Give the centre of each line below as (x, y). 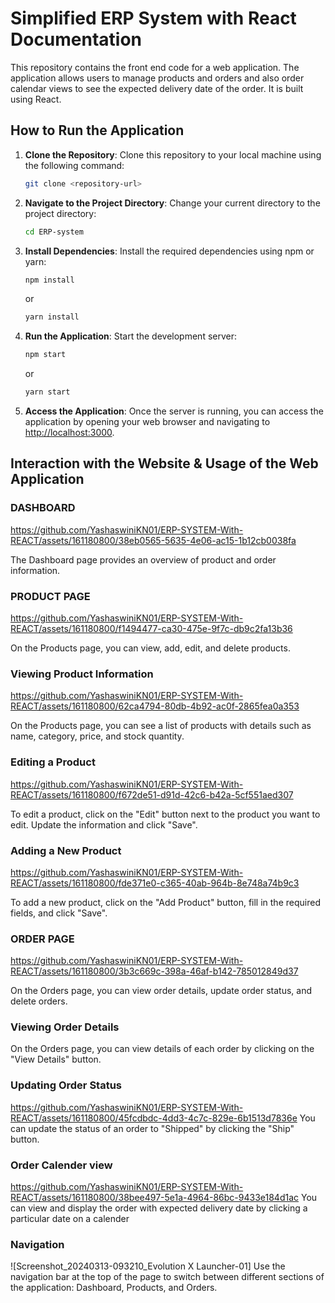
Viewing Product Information (82, 674)
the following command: (74, 165)
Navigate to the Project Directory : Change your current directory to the (172, 203)
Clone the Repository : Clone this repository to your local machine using (173, 154)
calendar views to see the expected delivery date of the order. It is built (157, 88)
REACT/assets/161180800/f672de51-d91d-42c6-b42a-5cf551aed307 (152, 794)
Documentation (76, 39)
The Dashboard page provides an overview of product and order (143, 559)
